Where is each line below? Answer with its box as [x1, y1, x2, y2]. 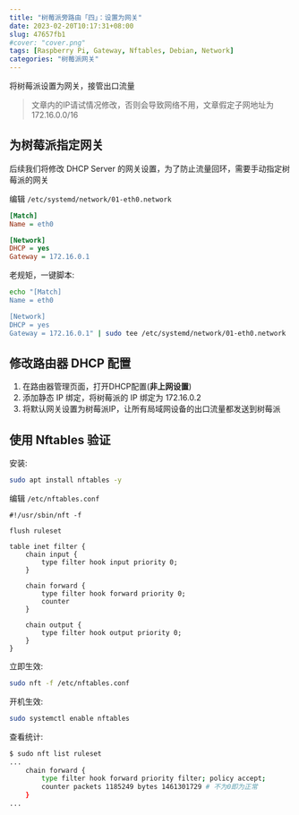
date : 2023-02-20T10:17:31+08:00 [9, 21, 134, 30]
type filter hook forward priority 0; [41, 589, 186, 598]
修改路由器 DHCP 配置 [9, 356, 132, 371]
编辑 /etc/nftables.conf [9, 493, 100, 504]
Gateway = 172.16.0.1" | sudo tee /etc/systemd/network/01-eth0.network [9, 329, 286, 338]
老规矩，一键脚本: [9, 270, 75, 280]
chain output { [25, 621, 82, 630]
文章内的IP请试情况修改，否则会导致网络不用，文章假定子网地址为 [30, 99, 275, 110]
